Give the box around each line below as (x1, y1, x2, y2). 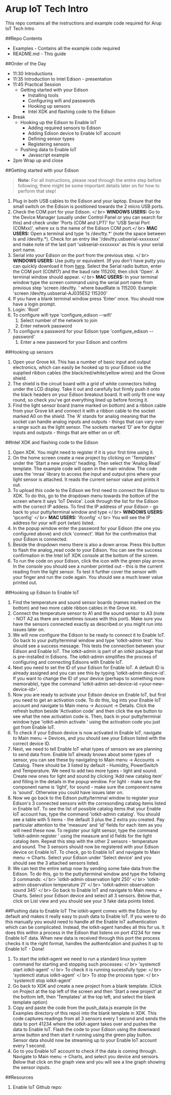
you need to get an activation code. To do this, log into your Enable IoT (12, 697, 162, 703)
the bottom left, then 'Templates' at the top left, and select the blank (12, 993, 156, 999)
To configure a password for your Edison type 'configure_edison (12, 328, 149, 334)
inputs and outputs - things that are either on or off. (12, 429, 121, 435)
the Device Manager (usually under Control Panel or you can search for (12, 214, 163, 220)
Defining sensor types (28, 135, 75, 142)
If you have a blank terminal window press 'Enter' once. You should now (12, 295, 164, 301)
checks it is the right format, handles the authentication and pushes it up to (5, 940, 163, 946)
